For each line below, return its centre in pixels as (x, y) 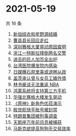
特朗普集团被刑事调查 (35, 116)
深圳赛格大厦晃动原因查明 (40, 46)
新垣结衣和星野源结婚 (35, 34)
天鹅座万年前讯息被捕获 (37, 122)
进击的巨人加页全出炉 (35, 59)
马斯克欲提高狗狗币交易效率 (42, 128)
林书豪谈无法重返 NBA (36, 84)
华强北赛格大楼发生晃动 (37, 97)
